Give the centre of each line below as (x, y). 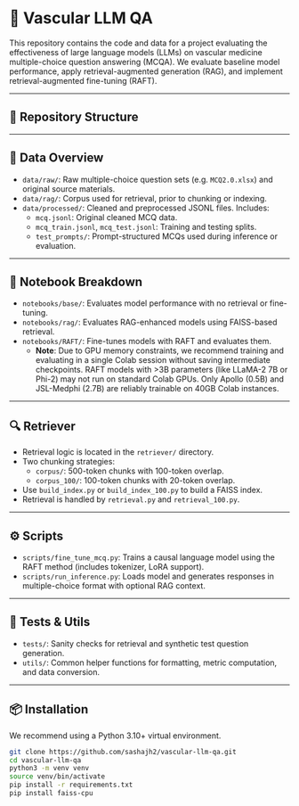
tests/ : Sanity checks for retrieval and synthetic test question (135, 643)
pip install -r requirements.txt (71, 785)
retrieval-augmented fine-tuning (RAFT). (83, 80)
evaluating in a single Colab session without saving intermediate (153, 360)
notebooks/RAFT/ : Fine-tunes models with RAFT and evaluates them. (146, 341)
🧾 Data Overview (57, 158)
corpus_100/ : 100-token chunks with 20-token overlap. (135, 481)
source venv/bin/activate (57, 777)
